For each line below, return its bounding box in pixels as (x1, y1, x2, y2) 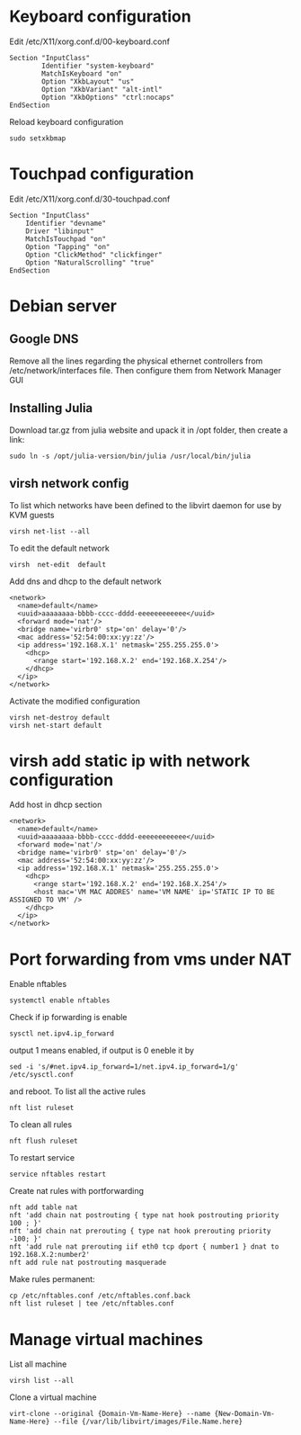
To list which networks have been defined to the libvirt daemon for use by (9, 499, 282, 510)
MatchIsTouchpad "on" (25, 234, 106, 244)
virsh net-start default (9, 721, 102, 730)
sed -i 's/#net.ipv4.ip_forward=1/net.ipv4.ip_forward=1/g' (9, 1063, 240, 1072)
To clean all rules (9, 1119, 73, 1130)
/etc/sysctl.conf (9, 1071, 75, 1080)
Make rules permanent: (9, 1274, 96, 1285)
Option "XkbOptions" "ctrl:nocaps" (41, 93, 175, 102)
